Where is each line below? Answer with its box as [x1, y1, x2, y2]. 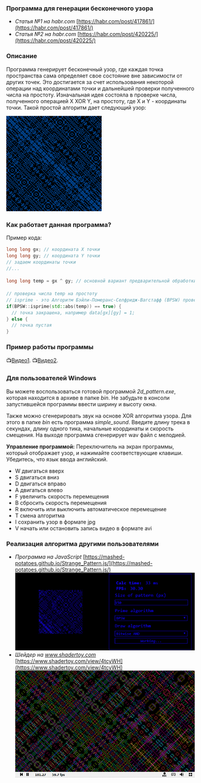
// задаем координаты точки [6, 259, 77, 265]
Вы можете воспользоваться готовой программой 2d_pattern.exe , [6, 388, 176, 395]
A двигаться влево [14, 486, 63, 493]
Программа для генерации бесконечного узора [6, 4, 154, 13]
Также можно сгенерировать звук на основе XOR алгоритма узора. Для [6, 412, 191, 419]
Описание [6, 52, 38, 61]
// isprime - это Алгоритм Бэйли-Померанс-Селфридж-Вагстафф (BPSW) [6, 297, 181, 303]
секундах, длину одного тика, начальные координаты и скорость [6, 425, 174, 432]
